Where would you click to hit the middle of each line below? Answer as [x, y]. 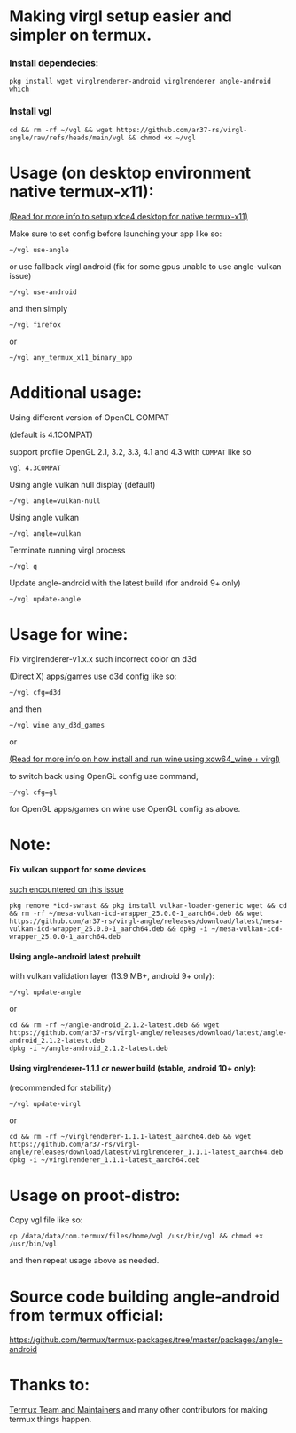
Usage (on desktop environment [130, 173]
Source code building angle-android [145, 1297]
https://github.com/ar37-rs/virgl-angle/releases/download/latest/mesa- [146, 921]
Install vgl [31, 111]
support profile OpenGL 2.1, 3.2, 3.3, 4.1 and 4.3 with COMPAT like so [130, 451]
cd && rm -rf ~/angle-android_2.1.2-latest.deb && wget [114, 1025]
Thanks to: [50, 1385]
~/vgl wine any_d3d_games [57, 725]
